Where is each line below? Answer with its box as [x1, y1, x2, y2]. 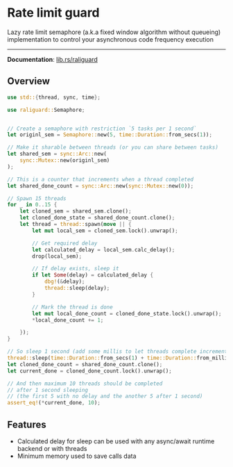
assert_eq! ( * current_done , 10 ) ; [7, 400, 101, 407]
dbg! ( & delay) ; [44, 278, 85, 286]
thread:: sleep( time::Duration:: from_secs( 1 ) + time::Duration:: [7, 354, 197, 361]
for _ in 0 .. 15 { [7, 202, 58, 208]
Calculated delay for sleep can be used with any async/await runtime [17, 436, 215, 445]
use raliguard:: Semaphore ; [7, 106, 85, 113]
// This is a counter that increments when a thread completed [7, 176, 194, 183]
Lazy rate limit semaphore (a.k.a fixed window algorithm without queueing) [7, 28, 221, 36]
